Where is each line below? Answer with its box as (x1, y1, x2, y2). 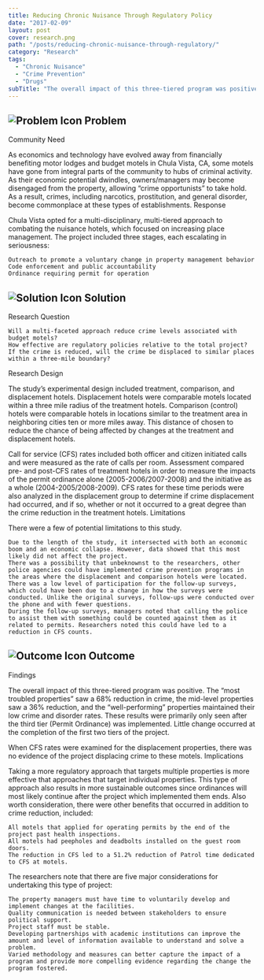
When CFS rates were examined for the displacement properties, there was (8, 742, 252, 752)
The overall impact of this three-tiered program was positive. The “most (8, 685, 240, 695)
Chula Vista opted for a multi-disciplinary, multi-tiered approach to (8, 216, 223, 225)
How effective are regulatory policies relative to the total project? (8, 341, 247, 349)
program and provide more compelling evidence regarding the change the (8, 957, 251, 965)
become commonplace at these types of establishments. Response (8, 200, 226, 210)
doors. (8, 844, 30, 852)
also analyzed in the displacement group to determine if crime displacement (8, 492, 255, 500)
